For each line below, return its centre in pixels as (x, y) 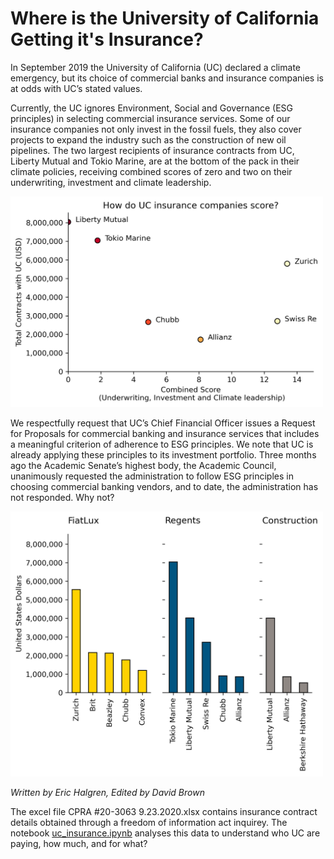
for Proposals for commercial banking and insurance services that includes (165, 434)
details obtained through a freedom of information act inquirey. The (149, 823)
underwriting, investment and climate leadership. (111, 182)
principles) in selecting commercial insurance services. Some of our (150, 118)
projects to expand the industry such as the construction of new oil (148, 139)
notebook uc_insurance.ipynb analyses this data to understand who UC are (165, 833)
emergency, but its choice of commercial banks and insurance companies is (167, 78)
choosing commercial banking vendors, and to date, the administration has (164, 487)
